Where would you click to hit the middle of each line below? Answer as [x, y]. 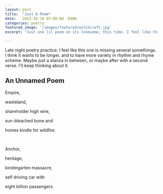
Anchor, [13, 149]
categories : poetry [25, 23]
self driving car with [25, 177]
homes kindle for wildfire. [30, 130]
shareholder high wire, [27, 111]
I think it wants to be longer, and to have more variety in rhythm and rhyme [80, 55]
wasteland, [16, 102]
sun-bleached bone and [29, 121]
